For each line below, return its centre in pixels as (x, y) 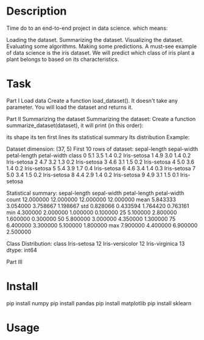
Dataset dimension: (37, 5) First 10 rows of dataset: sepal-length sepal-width (102, 149)
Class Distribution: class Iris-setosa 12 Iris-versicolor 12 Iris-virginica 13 (96, 243)
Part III (15, 262)
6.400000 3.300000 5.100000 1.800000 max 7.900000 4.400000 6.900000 (102, 225)
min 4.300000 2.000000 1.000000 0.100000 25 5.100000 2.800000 (92, 212)
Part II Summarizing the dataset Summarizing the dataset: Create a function (101, 119)
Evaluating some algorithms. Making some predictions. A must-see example (101, 46)
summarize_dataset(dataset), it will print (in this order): (75, 125)
